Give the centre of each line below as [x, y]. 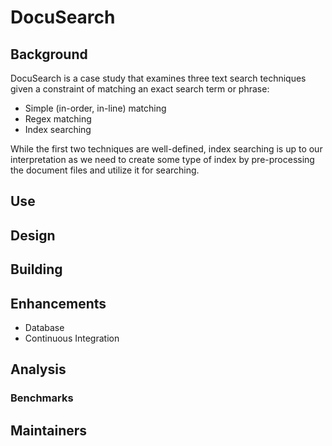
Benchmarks [42, 398]
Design [33, 235]
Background [49, 54]
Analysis [38, 369]
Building [36, 269]
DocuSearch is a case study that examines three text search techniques [158, 78]
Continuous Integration [72, 338]
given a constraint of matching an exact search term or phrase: [140, 89]
